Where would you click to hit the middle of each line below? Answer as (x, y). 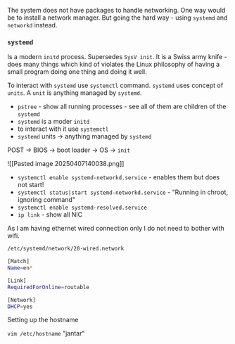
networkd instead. (32, 25)
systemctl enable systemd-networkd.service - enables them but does (119, 177)
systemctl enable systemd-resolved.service (82, 208)
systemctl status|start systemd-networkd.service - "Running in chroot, (123, 192)
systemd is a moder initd (53, 122)
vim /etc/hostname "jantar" (46, 333)
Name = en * (20, 268)
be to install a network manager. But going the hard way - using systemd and (118, 18)
